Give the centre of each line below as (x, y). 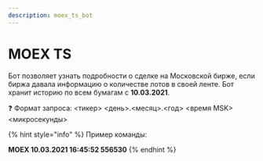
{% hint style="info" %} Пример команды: (78, 134)
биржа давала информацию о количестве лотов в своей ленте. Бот (121, 84)
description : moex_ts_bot (50, 15)
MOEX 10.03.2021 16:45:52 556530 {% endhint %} (92, 149)
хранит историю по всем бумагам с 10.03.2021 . (89, 92)
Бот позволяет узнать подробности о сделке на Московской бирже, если (131, 76)
